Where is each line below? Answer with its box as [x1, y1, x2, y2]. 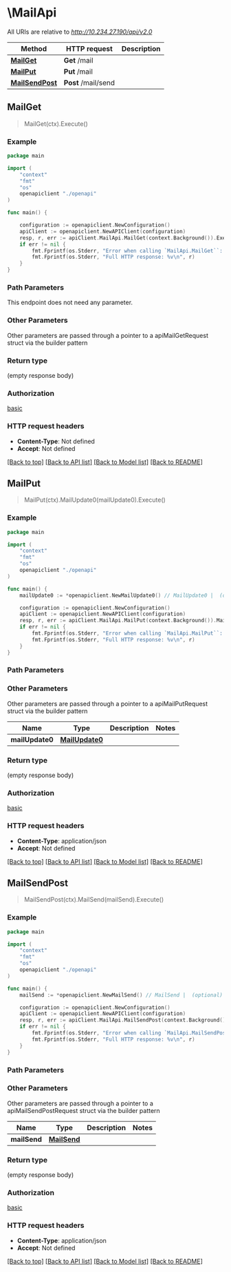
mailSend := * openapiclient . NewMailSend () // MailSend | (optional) [19, 991, 223, 999]
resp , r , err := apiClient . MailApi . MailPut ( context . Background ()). [19, 617, 217, 624]
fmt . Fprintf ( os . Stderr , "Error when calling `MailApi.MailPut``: [32, 630, 223, 637]
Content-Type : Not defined [16, 437, 95, 445]
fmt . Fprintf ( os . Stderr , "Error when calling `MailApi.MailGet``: [32, 247, 223, 254]
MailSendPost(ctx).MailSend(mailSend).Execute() [23, 895, 164, 904]
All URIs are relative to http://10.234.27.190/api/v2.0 [7, 28, 153, 36]
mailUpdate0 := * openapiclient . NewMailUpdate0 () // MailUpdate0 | [19, 592, 214, 599]
